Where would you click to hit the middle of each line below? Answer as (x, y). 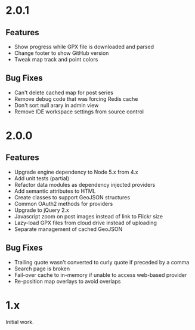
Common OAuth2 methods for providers (64, 203)
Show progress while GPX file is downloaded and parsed (84, 47)
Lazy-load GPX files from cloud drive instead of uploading (86, 223)
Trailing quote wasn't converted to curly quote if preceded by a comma (102, 262)
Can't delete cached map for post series (64, 92)
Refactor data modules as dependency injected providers (85, 184)
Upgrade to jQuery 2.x (41, 210)
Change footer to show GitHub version (61, 53)
